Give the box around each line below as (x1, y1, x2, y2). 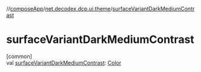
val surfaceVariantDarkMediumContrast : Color (6, 59, 122, 66)
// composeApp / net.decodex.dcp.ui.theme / (6, 5, 113, 12)
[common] (6, 53, 32, 60)
